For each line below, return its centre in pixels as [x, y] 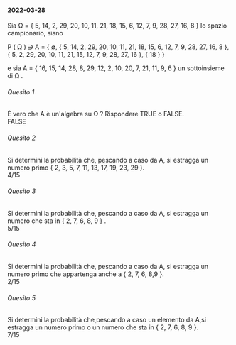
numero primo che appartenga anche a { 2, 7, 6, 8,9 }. [86, 274]
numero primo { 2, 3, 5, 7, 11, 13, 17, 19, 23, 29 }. [76, 168]
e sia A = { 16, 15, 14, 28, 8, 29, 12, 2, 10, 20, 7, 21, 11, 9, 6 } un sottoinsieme [116, 68]
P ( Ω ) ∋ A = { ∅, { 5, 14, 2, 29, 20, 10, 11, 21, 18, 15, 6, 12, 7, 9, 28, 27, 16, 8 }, [118, 47]
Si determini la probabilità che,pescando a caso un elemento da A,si [107, 320]
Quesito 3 [22, 191]
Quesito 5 [21, 297]
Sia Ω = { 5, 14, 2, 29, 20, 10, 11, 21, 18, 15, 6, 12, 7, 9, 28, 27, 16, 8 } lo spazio [117, 26]
